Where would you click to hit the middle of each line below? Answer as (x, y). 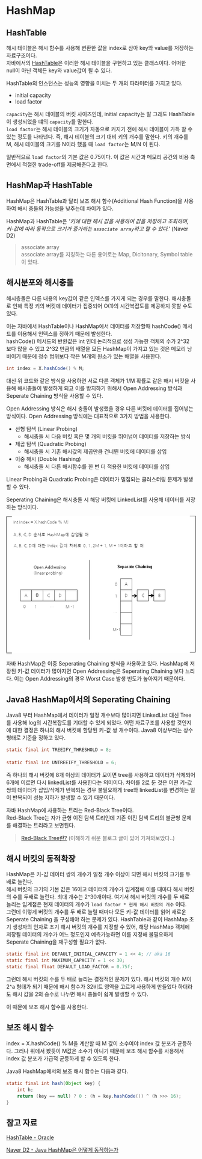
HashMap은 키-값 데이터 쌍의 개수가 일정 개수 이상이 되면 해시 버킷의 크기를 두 (99, 874)
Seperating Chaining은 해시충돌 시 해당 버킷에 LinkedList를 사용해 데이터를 (95, 499)
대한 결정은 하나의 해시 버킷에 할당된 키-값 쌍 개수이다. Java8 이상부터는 (97, 730)
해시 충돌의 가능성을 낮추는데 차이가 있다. (66, 208)
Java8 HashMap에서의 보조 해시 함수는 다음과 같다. (67, 1071)
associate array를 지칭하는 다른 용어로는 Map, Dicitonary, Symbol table (107, 254)
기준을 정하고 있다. (44, 738)
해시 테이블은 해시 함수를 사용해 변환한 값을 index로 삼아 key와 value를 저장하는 (100, 48)
